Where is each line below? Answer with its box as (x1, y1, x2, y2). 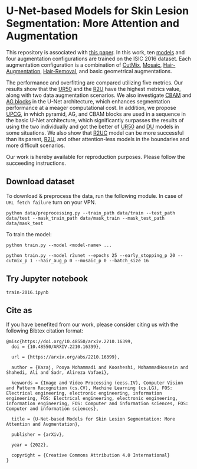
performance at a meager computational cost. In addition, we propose (6, 104, 176, 111)
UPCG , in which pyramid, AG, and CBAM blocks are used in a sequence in (6, 110, 186, 118)
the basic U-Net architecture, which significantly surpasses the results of (6, 116, 184, 123)
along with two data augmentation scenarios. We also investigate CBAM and (6, 92, 192, 99)
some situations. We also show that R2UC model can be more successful (6, 129, 184, 136)
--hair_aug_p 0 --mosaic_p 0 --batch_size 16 (35, 258, 149, 263)
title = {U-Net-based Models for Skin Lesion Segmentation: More (11, 416, 176, 422)
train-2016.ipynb (6, 289, 49, 295)
